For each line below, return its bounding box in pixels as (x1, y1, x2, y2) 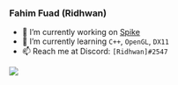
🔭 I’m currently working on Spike (21, 27, 141, 38)
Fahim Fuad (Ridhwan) (9, 7, 108, 19)
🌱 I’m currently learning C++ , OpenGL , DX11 (21, 36, 169, 46)
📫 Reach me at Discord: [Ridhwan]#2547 (21, 46, 168, 57)
